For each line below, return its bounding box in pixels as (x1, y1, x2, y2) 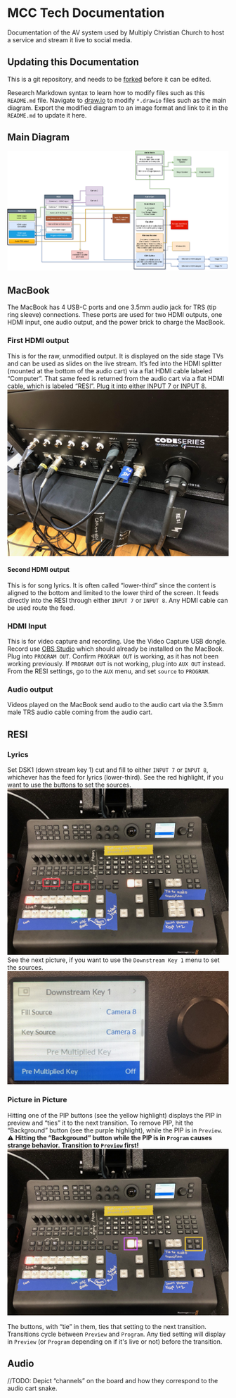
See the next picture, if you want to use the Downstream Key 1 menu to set (7, 956, 220, 964)
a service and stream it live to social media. (7, 35, 133, 44)
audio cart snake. (7, 1384, 58, 1392)
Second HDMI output (7, 566, 70, 574)
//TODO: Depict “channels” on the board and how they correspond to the (7, 1376, 218, 1385)
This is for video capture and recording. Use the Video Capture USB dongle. (7, 637, 227, 646)
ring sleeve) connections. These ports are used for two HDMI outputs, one (7, 311, 223, 319)
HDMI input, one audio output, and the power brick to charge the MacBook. (7, 318, 225, 327)
